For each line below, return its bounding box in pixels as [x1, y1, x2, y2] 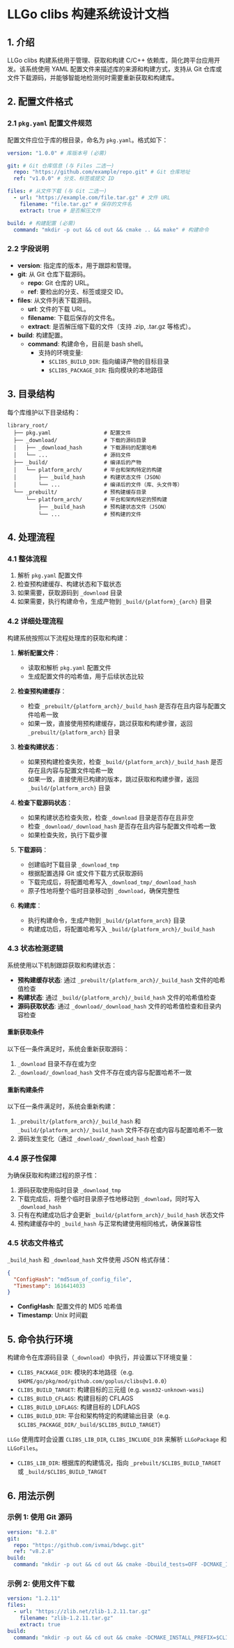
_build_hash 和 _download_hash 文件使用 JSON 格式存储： [7, 1256, 172, 1264]
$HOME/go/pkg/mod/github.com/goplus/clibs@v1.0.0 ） [17, 1377, 171, 1385]
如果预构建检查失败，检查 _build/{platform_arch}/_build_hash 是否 [27, 757, 223, 765]
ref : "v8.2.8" [13, 1548, 54, 1555]
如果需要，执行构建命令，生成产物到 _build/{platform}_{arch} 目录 [17, 597, 212, 606]
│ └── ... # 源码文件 [13, 451, 131, 459]
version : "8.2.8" [7, 1528, 58, 1536]
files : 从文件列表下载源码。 [17, 296, 95, 304]
